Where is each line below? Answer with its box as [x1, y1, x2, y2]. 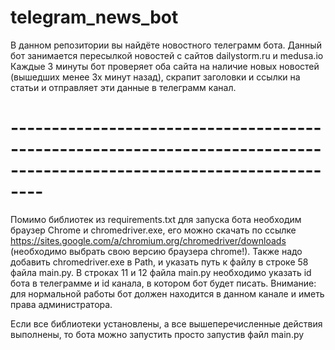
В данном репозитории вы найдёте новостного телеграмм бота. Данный [10, 39, 322, 51]
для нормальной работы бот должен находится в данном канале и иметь [10, 287, 325, 300]
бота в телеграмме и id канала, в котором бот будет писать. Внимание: [10, 277, 317, 289]
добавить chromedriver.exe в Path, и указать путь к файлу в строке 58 [10, 256, 309, 268]
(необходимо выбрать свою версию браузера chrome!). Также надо [10, 245, 303, 257]
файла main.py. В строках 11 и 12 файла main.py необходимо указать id [10, 266, 312, 278]
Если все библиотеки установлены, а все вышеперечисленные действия [10, 317, 323, 330]
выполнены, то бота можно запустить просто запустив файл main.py [10, 328, 305, 340]
